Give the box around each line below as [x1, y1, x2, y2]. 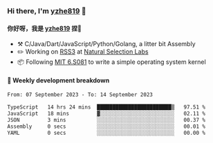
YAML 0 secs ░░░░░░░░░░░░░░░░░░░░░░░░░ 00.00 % [7, 129, 206, 136]
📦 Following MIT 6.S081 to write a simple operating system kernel [17, 58, 206, 66]
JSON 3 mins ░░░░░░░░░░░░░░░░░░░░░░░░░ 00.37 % [7, 116, 206, 123]
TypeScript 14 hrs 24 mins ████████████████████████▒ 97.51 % [7, 104, 206, 111]
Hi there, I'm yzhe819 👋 [7, 6, 86, 16]
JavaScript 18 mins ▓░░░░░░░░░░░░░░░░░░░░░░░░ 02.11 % [7, 110, 206, 118]
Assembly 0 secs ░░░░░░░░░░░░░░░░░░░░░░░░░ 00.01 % [7, 123, 206, 130]
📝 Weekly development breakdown [7, 76, 110, 85]
